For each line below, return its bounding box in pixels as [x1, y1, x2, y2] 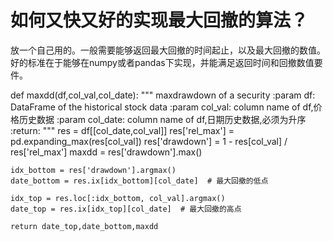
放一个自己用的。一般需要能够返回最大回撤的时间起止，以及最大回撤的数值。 [10, 44, 326, 56]
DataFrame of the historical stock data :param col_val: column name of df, [10, 101, 314, 113]
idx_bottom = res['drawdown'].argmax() [10, 165, 177, 175]
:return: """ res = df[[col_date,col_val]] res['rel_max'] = [10, 124, 235, 136]
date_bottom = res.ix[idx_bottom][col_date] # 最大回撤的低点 [10, 176, 269, 186]
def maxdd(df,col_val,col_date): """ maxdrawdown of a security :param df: [10, 89, 316, 101]
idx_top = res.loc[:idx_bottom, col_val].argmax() [10, 193, 226, 203]
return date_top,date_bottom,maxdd [10, 221, 159, 231]
